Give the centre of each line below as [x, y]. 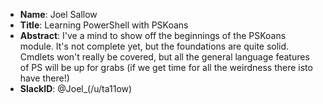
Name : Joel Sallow [58, 14]
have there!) [44, 78]
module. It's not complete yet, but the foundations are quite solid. [154, 46]
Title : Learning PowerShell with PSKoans [104, 25]
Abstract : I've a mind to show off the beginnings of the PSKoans [153, 35]
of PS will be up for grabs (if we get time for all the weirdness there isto [166, 67]
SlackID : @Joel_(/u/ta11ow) [76, 88]
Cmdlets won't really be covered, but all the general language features [164, 57]
